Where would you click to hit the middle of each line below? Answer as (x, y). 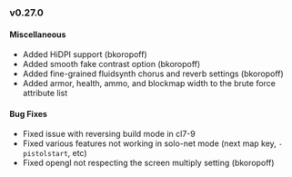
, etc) (78, 153)
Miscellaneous (38, 34)
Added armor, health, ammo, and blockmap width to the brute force (149, 84)
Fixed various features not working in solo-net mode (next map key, (150, 143)
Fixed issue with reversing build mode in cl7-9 (109, 134)
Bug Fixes (29, 113)
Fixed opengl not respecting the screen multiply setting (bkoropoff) (148, 163)
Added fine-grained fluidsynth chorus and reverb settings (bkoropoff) (153, 74)
